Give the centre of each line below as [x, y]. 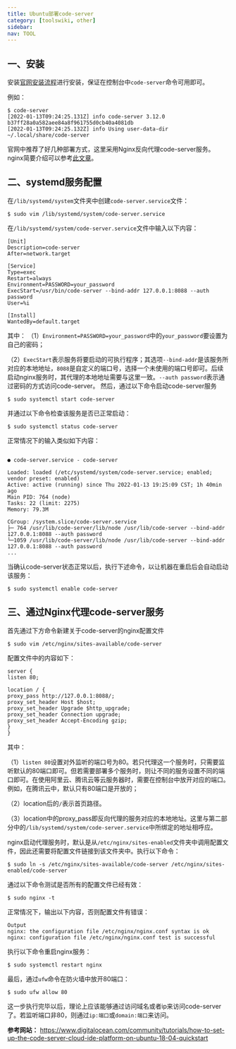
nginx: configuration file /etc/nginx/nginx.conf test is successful [112, 938]
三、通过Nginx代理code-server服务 [86, 612]
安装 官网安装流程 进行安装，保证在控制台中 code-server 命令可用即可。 [108, 83]
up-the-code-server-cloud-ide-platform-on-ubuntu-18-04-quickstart [108, 1038]
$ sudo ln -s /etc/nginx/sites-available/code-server [88, 864]
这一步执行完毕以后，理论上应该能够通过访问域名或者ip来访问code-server [114, 1006]
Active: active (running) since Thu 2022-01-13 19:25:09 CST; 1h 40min [114, 485]
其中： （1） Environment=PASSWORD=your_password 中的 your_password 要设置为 [118, 335]
